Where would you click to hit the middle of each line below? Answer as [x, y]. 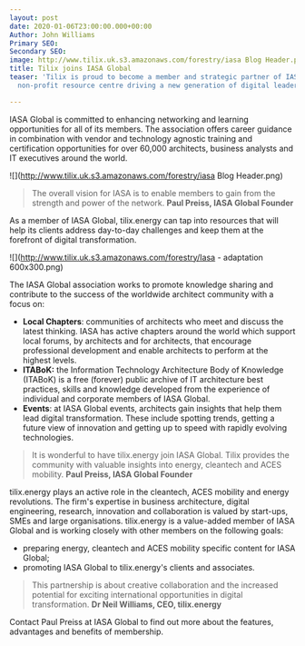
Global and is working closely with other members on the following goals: [147, 530]
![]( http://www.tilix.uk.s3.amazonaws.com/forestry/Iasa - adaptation [136, 257]
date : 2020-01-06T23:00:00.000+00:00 [81, 26]
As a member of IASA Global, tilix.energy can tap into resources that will [144, 220]
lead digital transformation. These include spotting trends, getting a [148, 418]
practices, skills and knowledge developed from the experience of [146, 389]
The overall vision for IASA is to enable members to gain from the [153, 193]
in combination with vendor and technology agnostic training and [131, 138]
